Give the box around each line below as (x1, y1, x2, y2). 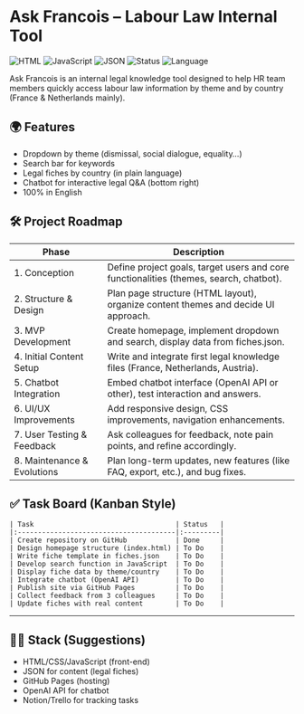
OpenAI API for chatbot (22, 685, 109, 696)
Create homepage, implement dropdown (107, 324, 280, 337)
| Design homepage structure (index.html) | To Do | (9, 544, 224, 553)
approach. (107, 309, 151, 322)
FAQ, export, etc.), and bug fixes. (107, 465, 247, 478)
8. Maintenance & (14, 454, 89, 467)
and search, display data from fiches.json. (107, 335, 285, 347)
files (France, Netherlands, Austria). (107, 361, 260, 374)
